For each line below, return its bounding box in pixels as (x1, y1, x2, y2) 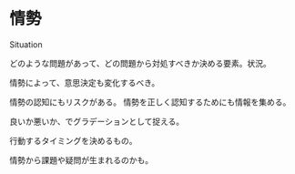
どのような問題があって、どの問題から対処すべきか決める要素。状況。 (9, 57, 271, 68)
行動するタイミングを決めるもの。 (9, 135, 137, 146)
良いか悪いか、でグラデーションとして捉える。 (9, 116, 185, 127)
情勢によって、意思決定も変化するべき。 (9, 77, 160, 87)
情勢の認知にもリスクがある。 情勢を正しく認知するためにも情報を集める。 (9, 97, 291, 107)
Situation (9, 38, 43, 50)
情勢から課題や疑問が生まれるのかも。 (9, 154, 153, 165)
